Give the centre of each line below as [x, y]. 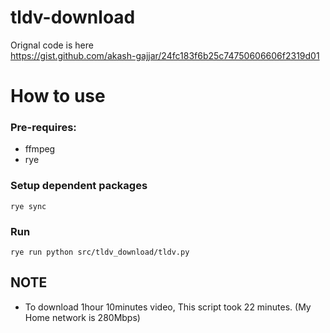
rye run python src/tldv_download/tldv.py [100, 252]
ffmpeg [40, 149]
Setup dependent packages [79, 186]
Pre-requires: [43, 128]
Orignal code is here [52, 45]
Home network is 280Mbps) [82, 317]
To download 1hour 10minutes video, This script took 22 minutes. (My [168, 307]
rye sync [28, 206]
